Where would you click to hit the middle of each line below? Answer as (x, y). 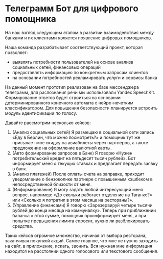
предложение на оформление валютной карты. (62, 148)
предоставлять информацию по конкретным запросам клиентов (80, 72)
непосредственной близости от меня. (52, 184)
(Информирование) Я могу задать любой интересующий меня (78, 189)
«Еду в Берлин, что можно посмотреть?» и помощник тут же (76, 137)
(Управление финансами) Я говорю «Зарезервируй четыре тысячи (82, 205)
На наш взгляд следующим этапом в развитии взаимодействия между (80, 32)
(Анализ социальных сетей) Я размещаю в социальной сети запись (83, 132)
